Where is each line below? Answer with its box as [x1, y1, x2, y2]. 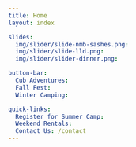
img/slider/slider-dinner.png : [15, 55, 119, 63]
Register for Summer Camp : [15, 112, 104, 120]
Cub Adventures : [15, 76, 69, 84]
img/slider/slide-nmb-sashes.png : [15, 40, 129, 48]
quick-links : [8, 105, 51, 113]
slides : [8, 33, 34, 41]
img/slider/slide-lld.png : [15, 48, 104, 56]
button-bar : [8, 69, 47, 77]
